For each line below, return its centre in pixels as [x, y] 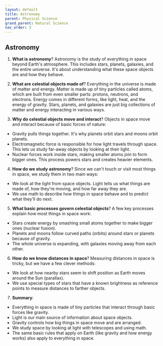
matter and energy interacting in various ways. [58, 109]
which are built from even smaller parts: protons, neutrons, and [75, 94]
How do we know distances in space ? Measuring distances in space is [83, 258]
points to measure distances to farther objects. [59, 288]
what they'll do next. [32, 199]
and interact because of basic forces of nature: [59, 124]
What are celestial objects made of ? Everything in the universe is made [84, 84]
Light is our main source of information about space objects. [72, 317]
